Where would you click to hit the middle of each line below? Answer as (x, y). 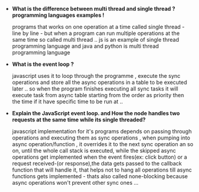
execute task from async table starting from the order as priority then (98, 95)
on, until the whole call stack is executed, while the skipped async (94, 151)
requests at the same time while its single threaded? (79, 120)
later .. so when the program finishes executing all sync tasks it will (95, 89)
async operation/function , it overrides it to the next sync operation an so (103, 144)
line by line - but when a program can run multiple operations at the (96, 33)
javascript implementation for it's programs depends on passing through (102, 131)
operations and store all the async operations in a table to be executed (99, 82)
